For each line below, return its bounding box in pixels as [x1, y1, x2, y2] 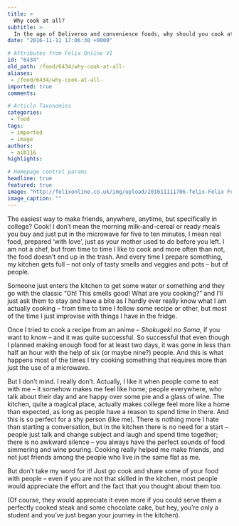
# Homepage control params [7, 168, 87, 175]
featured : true [7, 182, 53, 189]
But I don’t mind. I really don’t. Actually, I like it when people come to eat [7, 377, 219, 386]
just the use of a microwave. [7, 363, 90, 371]
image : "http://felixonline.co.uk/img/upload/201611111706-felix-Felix [7, 188, 224, 195]
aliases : [7, 69, 33, 77]
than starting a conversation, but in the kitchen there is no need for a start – [7, 422, 228, 431]
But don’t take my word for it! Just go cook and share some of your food [7, 466, 219, 475]
